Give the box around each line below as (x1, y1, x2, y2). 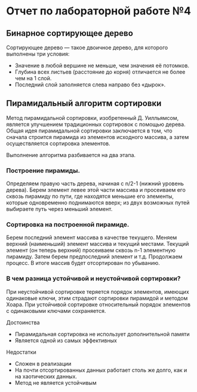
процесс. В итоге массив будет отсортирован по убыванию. (6, 260, 160, 267)
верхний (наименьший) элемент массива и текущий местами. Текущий (6, 240, 189, 248)
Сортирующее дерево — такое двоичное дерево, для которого (6, 44, 168, 51)
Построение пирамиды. (6, 166, 81, 174)
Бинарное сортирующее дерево (6, 28, 133, 38)
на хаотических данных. (14, 373, 78, 380)
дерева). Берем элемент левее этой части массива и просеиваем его (6, 186, 186, 194)
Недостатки (6, 348, 37, 355)
